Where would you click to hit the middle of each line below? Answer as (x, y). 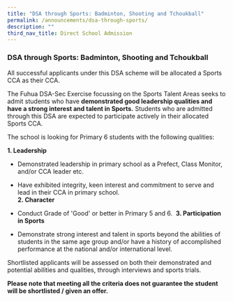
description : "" (31, 27)
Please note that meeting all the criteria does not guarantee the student (113, 283)
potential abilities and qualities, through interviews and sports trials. (104, 270)
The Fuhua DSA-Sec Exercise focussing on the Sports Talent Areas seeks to (116, 93)
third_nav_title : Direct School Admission (70, 33)
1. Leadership (27, 150)
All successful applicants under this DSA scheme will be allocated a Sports (114, 73)
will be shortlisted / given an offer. (58, 291)
